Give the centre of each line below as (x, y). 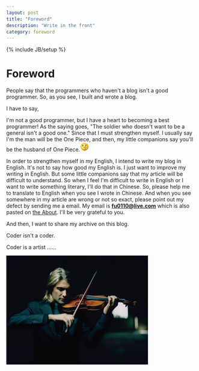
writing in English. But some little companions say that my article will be (95, 174)
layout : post (23, 13)
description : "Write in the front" (51, 25)
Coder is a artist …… (31, 247)
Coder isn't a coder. (31, 236)
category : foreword (31, 32)
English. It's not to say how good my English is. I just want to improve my (96, 168)
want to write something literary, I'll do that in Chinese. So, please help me (98, 187)
